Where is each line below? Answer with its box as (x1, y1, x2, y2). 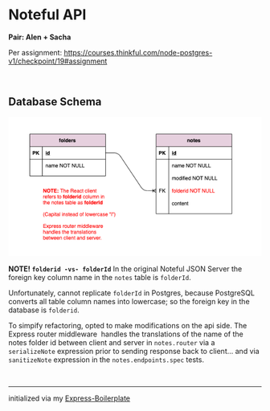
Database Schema (8, 95, 102, 109)
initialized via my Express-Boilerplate (8, 393, 131, 403)
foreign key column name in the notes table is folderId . (8, 273, 191, 283)
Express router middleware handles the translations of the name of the (8, 329, 243, 339)
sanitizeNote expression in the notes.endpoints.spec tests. (8, 355, 205, 364)
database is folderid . (8, 305, 80, 315)
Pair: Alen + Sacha (8, 32, 72, 42)
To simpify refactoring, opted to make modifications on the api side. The (8, 321, 247, 331)
